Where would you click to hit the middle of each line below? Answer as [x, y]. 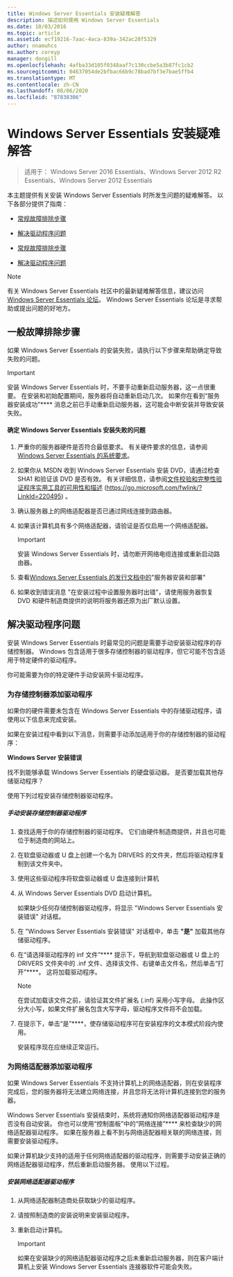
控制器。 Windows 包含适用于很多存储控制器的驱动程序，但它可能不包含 [116, 651]
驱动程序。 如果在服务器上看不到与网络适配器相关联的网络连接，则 [126, 1132]
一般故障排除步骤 [44, 332]
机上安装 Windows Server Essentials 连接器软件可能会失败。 [110, 1267]
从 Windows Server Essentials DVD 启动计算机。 [86, 893]
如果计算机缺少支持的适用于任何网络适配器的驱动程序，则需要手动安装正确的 [116, 1156]
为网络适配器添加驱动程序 [50, 1066]
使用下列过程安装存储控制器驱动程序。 [62, 796]
